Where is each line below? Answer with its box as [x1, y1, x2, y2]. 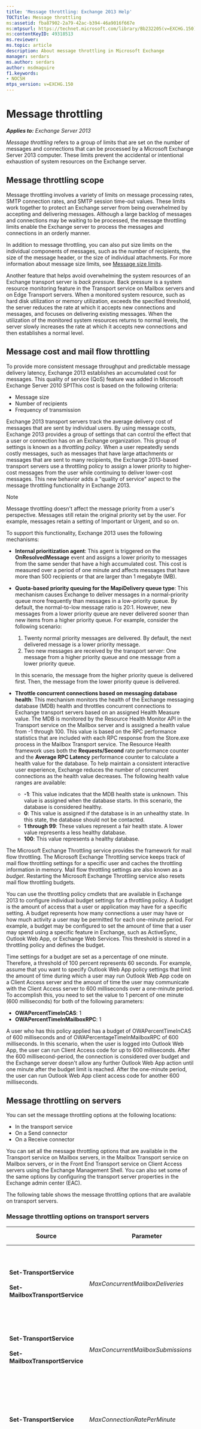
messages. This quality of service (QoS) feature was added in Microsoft [6, 375, 184, 382]
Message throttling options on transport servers [6, 1212, 150, 1221]
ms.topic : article [6, 43, 52, 49]
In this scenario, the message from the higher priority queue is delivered [14, 671, 193, 678]
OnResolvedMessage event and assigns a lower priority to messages [14, 554, 187, 561]
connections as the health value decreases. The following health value [14, 772, 189, 779]
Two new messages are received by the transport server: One [23, 647, 176, 654]
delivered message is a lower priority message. [23, 641, 141, 648]
